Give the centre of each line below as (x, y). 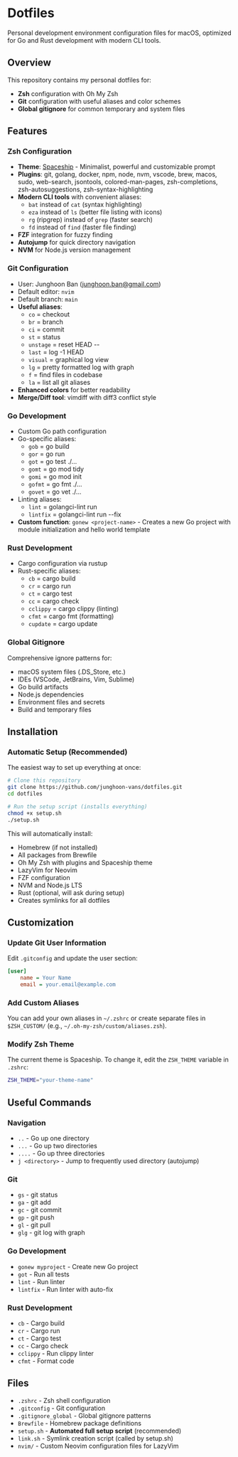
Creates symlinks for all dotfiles (64, 900)
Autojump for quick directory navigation (77, 243)
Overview (29, 63)
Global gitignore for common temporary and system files (102, 109)
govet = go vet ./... (55, 492)
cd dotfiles (25, 794)
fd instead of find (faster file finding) (82, 227)
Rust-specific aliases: (49, 571)
